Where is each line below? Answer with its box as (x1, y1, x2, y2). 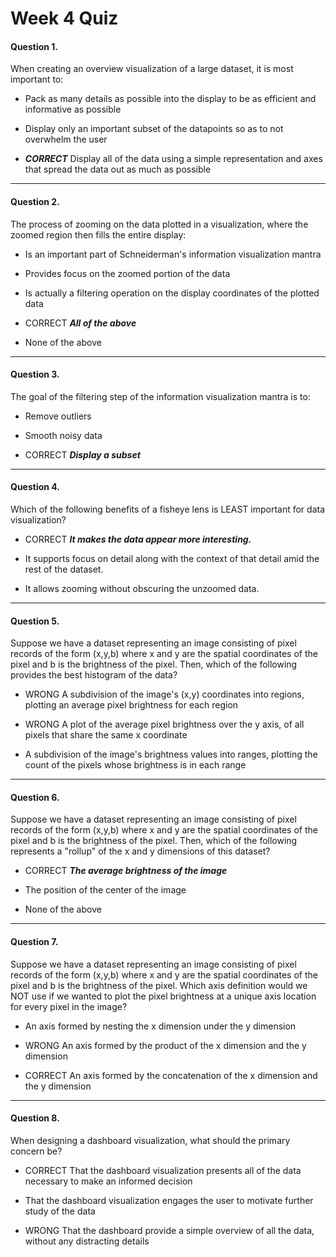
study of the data (24, 1205, 96, 1217)
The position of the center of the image (24, 884, 187, 896)
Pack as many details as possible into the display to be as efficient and (24, 93, 317, 105)
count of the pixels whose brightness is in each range (24, 759, 247, 771)
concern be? (10, 1145, 63, 1157)
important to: (10, 73, 64, 86)
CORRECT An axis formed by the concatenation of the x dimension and (24, 1069, 318, 1081)
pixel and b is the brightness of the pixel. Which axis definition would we (10, 979, 308, 991)
